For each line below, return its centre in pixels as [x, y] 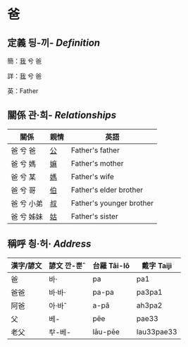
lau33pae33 [157, 331]
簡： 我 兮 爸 [25, 61]
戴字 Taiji [157, 265]
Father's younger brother [112, 203]
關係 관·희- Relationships [62, 115]
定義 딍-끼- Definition [54, 43]
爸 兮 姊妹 [27, 217]
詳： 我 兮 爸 [25, 76]
